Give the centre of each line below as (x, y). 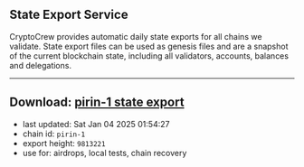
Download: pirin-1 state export (97, 102)
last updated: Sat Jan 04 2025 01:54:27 (96, 124)
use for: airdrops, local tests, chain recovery (104, 153)
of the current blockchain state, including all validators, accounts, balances (149, 56)
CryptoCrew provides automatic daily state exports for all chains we (136, 36)
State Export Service (69, 15)
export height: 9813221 (64, 143)
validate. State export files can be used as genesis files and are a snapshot (149, 46)
